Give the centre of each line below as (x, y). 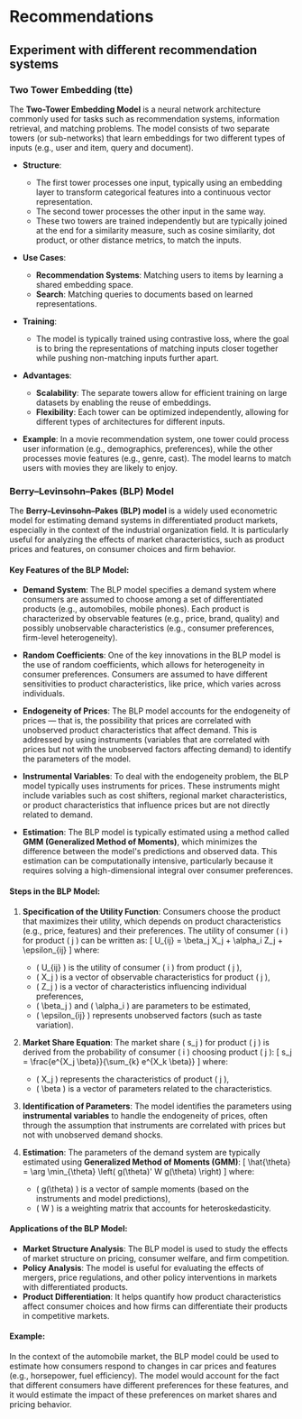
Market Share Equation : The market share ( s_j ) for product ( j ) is (146, 1042)
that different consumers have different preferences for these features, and (149, 1385)
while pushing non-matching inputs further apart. (127, 357)
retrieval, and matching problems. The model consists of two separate (140, 128)
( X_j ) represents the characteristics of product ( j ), (133, 1079)
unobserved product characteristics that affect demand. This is (140, 730)
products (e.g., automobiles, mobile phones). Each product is (136, 609)
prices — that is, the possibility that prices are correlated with (137, 721)
